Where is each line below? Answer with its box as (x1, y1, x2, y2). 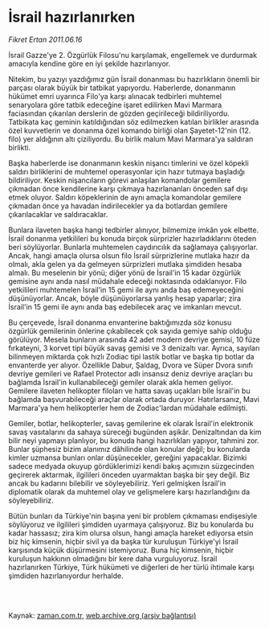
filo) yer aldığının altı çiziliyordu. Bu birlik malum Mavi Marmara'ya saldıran (8, 133, 254, 144)
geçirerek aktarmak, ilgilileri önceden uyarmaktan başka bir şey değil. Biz (8, 470, 251, 479)
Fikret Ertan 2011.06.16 (8, 35, 83, 44)
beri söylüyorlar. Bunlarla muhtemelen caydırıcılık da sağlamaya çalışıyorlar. (8, 242, 259, 252)
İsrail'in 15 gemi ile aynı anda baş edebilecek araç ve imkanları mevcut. (8, 302, 243, 311)
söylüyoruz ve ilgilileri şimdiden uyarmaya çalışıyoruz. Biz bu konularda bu (8, 519, 255, 529)
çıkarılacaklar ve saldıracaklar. (8, 209, 108, 219)
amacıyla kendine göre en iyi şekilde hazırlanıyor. (8, 59, 171, 68)
